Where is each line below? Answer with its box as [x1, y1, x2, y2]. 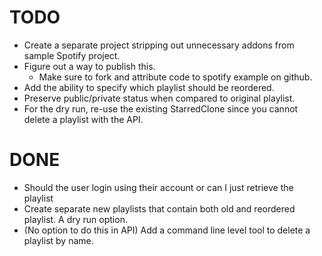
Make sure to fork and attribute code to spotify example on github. [38, 71, 313, 83]
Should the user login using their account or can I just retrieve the [23, 181, 294, 193]
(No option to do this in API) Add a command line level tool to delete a [23, 224, 311, 236]
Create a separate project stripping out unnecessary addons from [23, 39, 295, 51]
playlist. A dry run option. [23, 213, 128, 225]
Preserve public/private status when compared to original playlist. [23, 92, 296, 104]
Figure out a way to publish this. [23, 60, 156, 72]
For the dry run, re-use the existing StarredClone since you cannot [23, 102, 299, 115]
